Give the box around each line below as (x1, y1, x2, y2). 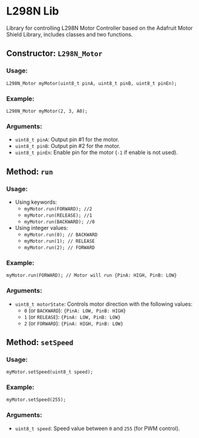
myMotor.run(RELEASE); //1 (24, 212, 93, 218)
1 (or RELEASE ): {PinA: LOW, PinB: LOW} (24, 313, 121, 320)
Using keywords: (15, 198, 57, 206)
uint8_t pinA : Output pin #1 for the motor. (15, 136, 120, 143)
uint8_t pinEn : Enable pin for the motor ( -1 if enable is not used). (15, 149, 178, 156)
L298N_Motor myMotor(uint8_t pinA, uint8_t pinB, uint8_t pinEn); (6, 80, 177, 86)
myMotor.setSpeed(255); (6, 397, 67, 403)
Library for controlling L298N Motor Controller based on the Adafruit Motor (6, 24, 193, 32)
